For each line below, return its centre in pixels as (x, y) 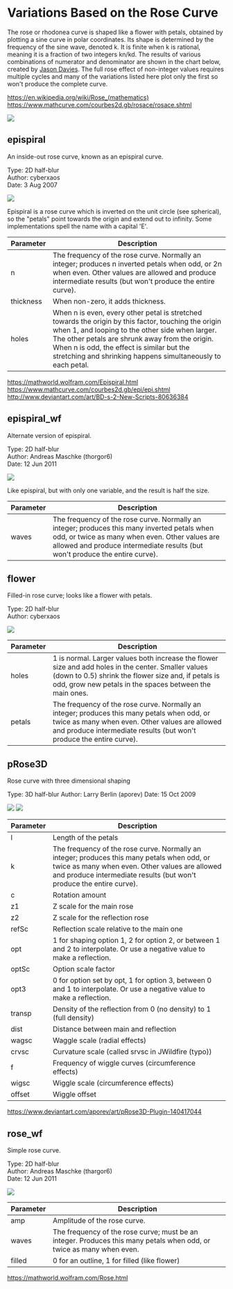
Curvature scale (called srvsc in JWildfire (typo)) (132, 1052)
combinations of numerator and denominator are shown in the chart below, (114, 61)
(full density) (74, 1018)
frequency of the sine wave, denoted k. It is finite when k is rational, (104, 47)
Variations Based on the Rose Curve (113, 13)
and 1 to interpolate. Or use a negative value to (129, 989)
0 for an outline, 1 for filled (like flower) (116, 1260)
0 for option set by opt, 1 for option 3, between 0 (132, 981)
